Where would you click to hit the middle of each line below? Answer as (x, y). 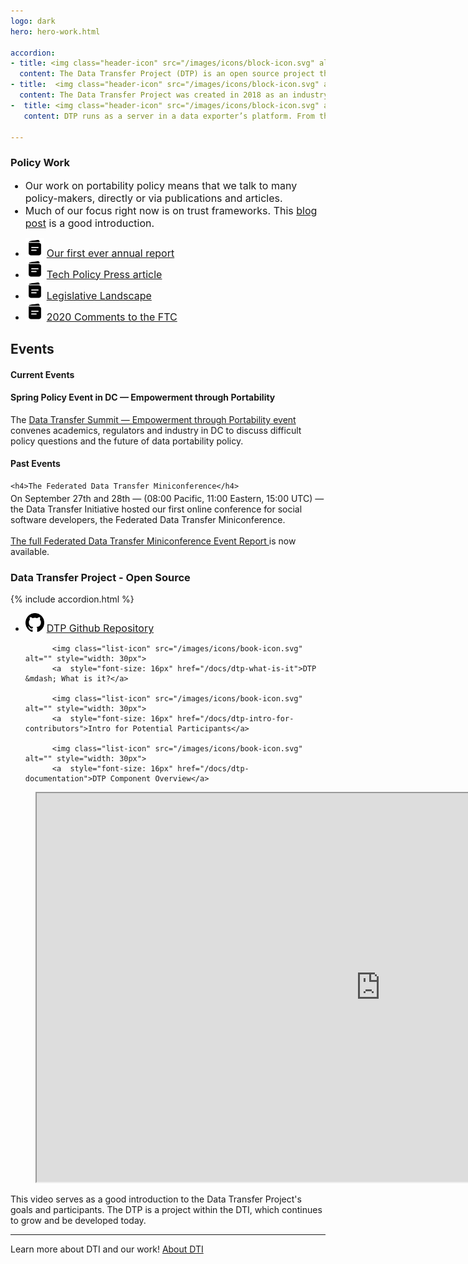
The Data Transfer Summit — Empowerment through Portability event (153, 419)
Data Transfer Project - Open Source (100, 577)
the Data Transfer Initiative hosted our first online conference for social (156, 509)
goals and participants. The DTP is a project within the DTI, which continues (166, 1210)
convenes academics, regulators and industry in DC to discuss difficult (156, 430)
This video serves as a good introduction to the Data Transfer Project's (156, 1199)
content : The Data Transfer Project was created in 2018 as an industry (174, 95)
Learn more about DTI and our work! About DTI (107, 1249)
